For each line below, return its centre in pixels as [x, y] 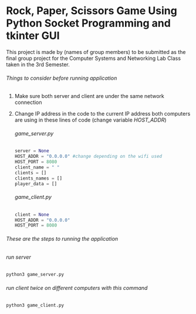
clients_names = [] [38, 178]
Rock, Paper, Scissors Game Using [92, 11]
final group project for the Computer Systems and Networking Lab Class [93, 58]
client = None [32, 215]
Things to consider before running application [62, 78]
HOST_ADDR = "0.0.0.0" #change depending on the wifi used [88, 157]
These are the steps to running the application [62, 238]
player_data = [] [36, 184]
